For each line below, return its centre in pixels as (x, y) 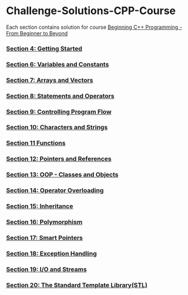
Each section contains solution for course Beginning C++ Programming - (94, 27)
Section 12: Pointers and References (59, 159)
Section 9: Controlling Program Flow (59, 112)
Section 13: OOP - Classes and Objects (62, 175)
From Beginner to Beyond (37, 33)
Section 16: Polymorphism (44, 222)
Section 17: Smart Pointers (45, 237)
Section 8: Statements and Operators (60, 96)
